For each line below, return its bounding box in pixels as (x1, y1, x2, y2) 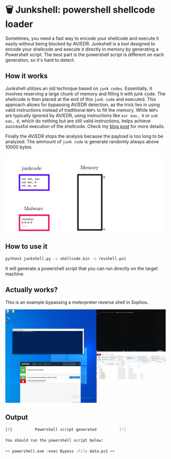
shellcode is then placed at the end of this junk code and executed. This (5, 96, 156, 102)
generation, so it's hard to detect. (5, 57, 75, 63)
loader (5, 18, 34, 30)
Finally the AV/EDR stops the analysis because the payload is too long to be (5, 133, 164, 139)
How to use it (5, 242, 48, 250)
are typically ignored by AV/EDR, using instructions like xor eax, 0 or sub (5, 112, 158, 118)
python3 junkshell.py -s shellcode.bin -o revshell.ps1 (5, 256, 126, 262)
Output (5, 413, 28, 421)
